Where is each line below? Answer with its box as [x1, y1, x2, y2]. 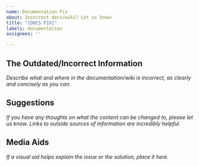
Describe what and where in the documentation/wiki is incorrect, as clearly [6, 74, 191, 81]
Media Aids [6, 137, 49, 147]
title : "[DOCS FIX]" [6, 20, 58, 26]
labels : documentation [6, 25, 63, 32]
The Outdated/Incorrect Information [6, 58, 143, 69]
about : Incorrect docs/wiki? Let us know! [6, 14, 113, 20]
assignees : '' [6, 31, 42, 37]
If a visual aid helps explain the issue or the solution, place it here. [6, 153, 169, 160]
